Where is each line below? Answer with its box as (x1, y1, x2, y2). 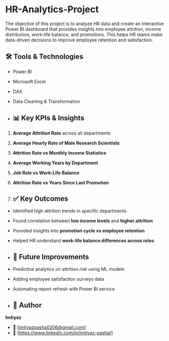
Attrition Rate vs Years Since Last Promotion (12, 179, 109, 185)
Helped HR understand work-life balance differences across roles (12, 238, 155, 244)
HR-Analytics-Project (5, 4, 99, 15)
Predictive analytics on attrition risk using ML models (12, 266, 124, 272)
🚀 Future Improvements (12, 252, 90, 261)
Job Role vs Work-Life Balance (12, 169, 79, 176)
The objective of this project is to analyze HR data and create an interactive (5, 20, 164, 27)
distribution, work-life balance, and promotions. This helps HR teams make (5, 31, 163, 37)
